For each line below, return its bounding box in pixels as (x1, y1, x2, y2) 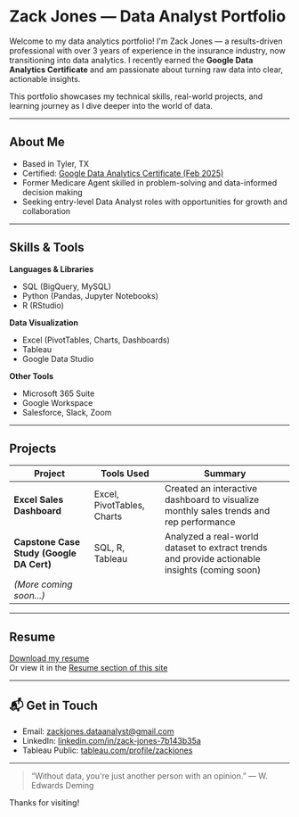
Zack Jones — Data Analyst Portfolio (9, 6, 287, 27)
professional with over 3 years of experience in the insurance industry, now (9, 45, 287, 55)
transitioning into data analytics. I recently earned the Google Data (9, 54, 254, 65)
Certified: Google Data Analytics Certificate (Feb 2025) (21, 168, 224, 178)
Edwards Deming (30, 780, 94, 790)
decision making (21, 186, 83, 197)
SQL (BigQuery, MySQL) (21, 281, 111, 292)
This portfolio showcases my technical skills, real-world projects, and (9, 91, 263, 102)
